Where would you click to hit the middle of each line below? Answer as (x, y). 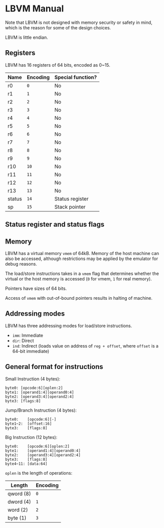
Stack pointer (70, 207)
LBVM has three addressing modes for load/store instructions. (69, 326)
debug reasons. (21, 264)
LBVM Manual (35, 9)
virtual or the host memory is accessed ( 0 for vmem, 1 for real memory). (79, 278)
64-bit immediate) (31, 351)
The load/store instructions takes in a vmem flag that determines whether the (82, 273)
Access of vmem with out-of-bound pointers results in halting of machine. (79, 298)
